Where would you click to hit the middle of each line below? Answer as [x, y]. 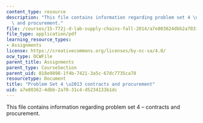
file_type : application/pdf [42, 34]
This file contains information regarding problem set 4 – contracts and [93, 107]
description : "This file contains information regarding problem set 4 [98, 17]
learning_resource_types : [39, 40]
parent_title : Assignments [40, 62]
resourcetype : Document [36, 79]
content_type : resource [36, 12]
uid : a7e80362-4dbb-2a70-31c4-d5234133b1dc [62, 90]
